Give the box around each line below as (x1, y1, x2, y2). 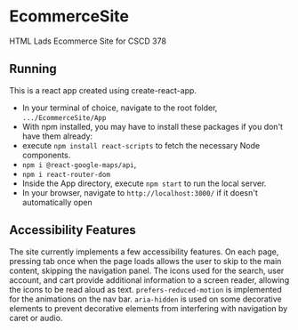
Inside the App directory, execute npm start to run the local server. (21, 178, 267, 189)
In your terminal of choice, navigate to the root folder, (21, 102, 218, 113)
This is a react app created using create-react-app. (9, 85, 197, 95)
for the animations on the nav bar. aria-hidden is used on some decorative (9, 294, 282, 304)
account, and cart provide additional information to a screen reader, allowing (9, 274, 290, 286)
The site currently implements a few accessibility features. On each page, (9, 246, 279, 257)
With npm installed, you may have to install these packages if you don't (21, 121, 283, 132)
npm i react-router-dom (21, 170, 111, 179)
